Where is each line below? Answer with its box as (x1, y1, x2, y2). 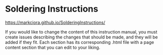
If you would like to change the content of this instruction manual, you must (5, 29, 158, 35)
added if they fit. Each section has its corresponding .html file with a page (5, 39, 154, 45)
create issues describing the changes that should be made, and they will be (5, 34, 158, 40)
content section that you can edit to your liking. (5, 44, 101, 50)
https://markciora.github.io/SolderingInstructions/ (5, 19, 106, 25)
